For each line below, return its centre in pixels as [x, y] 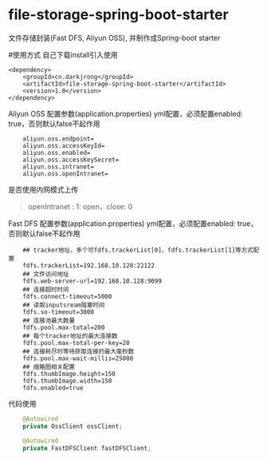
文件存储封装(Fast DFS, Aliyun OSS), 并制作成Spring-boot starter [114, 38]
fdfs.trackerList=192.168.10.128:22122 [89, 265]
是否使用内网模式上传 [43, 189]
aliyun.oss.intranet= [58, 167]
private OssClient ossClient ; [73, 426]
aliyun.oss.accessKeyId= [64, 145]
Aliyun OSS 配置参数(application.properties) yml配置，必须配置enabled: [126, 113]
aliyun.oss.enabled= [57, 153]
